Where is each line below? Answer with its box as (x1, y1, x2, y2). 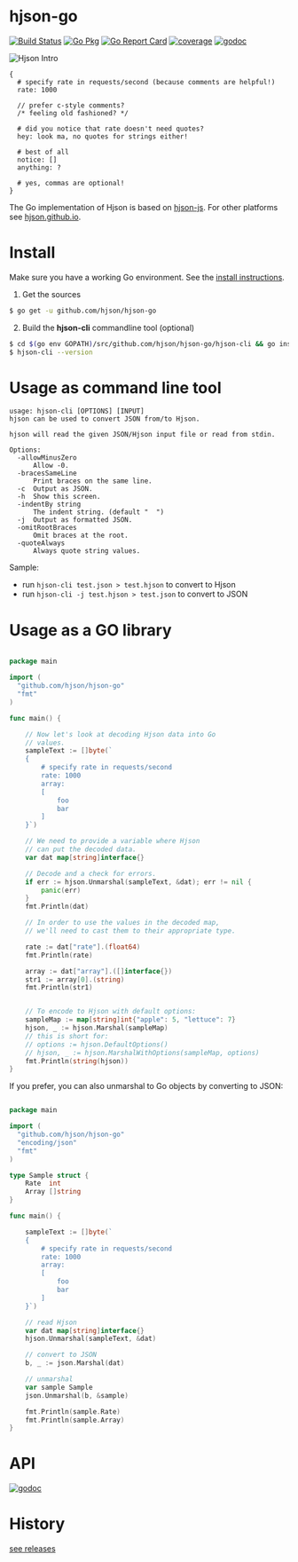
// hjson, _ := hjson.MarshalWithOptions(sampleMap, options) (25, 1048, 260, 1057)
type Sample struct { (9, 1171, 90, 1179)
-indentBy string (17, 500, 82, 509)
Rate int (25, 1179, 62, 1188)
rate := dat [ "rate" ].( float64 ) (25, 943, 141, 951)
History (9, 1514, 66, 1534)
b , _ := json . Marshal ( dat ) (25, 1359, 125, 1368)
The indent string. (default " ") (32, 508, 165, 517)
